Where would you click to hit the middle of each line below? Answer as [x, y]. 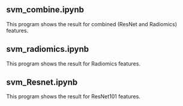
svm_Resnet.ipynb [42, 82]
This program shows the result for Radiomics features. [73, 63]
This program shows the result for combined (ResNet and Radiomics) [92, 24]
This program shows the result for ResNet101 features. [73, 96]
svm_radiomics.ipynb [47, 49]
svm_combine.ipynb [45, 10]
